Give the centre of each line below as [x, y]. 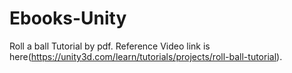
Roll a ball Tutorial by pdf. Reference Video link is [110, 46]
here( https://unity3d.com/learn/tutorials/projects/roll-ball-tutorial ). [146, 56]
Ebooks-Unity [68, 18]
